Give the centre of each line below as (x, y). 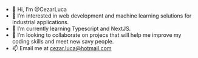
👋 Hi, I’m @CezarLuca (39, 9)
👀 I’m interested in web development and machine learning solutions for (102, 16)
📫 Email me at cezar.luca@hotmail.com (62, 48)
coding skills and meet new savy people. (63, 41)
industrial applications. (40, 22)
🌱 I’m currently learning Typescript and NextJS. (71, 28)
